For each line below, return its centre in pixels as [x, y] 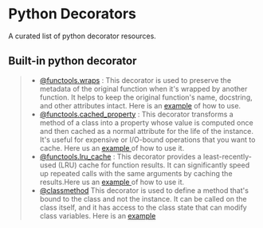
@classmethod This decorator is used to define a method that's [144, 190]
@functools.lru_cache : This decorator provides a [120, 156]
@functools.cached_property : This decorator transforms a [136, 114]
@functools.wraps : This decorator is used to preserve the [135, 80]
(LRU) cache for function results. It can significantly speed [154, 165]
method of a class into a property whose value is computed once [146, 122]
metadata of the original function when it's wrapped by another [143, 88]
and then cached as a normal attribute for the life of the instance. [146, 131]
